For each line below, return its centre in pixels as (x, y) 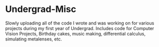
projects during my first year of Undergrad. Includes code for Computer (80, 28)
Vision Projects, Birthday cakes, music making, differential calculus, (75, 33)
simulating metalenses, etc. (34, 39)
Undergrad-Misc (41, 9)
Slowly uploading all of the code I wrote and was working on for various (80, 23)
